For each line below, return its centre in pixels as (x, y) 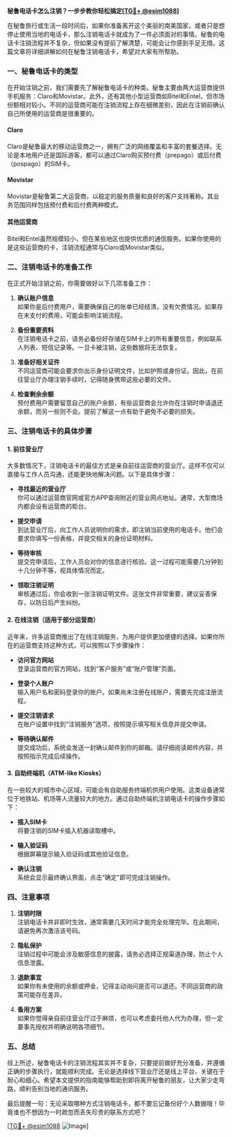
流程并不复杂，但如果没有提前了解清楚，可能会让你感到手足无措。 (125, 43)
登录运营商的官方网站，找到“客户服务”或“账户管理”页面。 (98, 669)
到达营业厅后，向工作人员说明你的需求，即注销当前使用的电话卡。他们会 (120, 530)
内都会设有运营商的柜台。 (54, 506)
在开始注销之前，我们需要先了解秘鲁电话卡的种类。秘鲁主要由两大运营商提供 (116, 88)
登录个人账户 (35, 683)
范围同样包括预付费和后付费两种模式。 (67, 204)
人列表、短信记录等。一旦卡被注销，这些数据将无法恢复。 (99, 347)
